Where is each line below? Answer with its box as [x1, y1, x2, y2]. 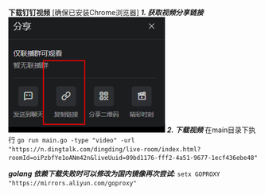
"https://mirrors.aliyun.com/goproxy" [8, 179, 137, 187]
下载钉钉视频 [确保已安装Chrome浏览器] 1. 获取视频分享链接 [8, 8, 205, 17]
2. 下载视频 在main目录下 [166, 125, 249, 135]
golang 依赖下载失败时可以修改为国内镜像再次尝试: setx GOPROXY [8, 169, 220, 178]
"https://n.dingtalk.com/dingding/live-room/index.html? [8, 146, 201, 154]
